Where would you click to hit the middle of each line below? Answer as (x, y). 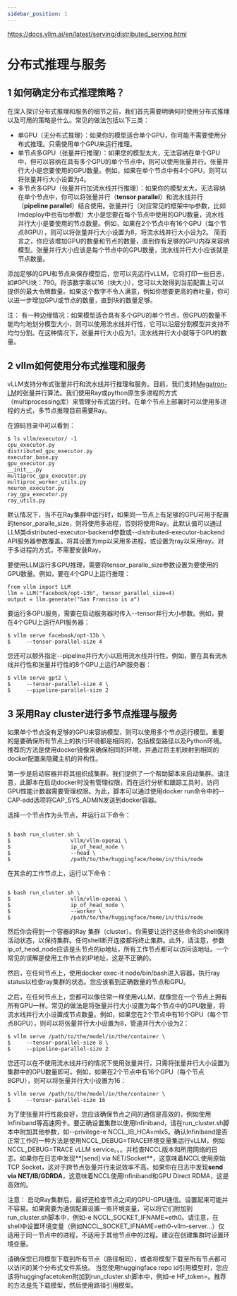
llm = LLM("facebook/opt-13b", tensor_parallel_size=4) (91, 594)
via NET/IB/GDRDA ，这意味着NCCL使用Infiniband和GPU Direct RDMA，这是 (118, 1176)
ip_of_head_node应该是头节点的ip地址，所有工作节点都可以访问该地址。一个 (118, 949)
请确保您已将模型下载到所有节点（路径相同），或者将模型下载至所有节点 (111, 1259)
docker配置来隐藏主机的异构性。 (55, 759)
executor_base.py (33, 457)
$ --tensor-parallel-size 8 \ (58, 1043)
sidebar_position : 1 (38, 14)
